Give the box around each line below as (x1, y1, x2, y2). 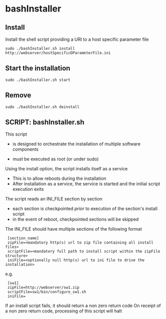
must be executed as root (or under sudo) (12, 156, 99, 162)
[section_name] (7, 236, 39, 241)
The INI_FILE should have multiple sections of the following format (5, 226, 142, 232)
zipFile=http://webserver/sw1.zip (7, 285, 80, 290)
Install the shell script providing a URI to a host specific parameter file (5, 36, 149, 42)
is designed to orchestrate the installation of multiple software (12, 141, 141, 147)
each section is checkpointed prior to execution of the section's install (12, 205, 158, 211)
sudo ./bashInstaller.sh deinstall (5, 104, 80, 110)
